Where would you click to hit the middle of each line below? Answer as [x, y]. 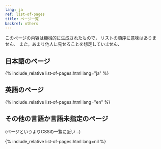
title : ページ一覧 [22, 19]
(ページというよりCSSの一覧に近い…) [43, 131]
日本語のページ [28, 61]
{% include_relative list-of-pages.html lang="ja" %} [57, 73]
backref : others [22, 23]
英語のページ [25, 90]
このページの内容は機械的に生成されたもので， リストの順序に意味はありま [81, 38]
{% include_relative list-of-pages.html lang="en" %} [58, 102]
